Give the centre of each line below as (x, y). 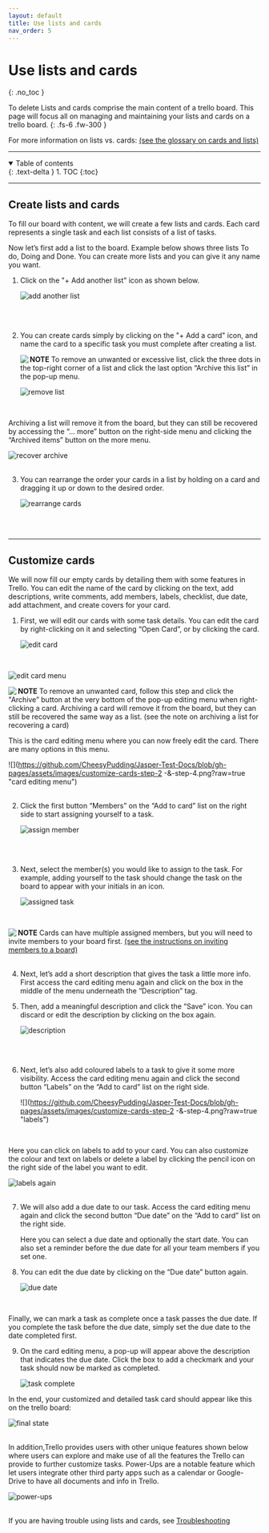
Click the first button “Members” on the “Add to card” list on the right (133, 805)
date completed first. (43, 1335)
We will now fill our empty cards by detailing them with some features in (127, 579)
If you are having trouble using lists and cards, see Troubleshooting (119, 1520)
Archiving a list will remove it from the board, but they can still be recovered (133, 423)
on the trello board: (40, 1407)
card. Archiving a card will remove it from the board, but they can (149, 708)
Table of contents (44, 163)
